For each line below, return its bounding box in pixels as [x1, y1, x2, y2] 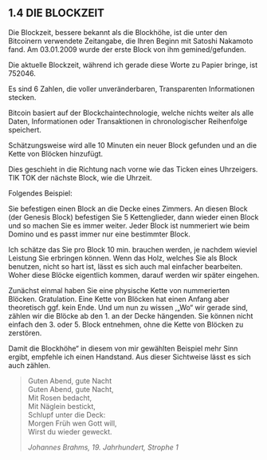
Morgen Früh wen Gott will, [27, 418, 117, 428]
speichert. [8, 125, 42, 134]
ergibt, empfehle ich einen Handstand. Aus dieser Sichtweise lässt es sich [8, 351, 251, 362]
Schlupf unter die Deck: [27, 410, 106, 419]
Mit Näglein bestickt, [27, 401, 96, 410]
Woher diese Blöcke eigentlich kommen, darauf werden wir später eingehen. [8, 270, 260, 280]
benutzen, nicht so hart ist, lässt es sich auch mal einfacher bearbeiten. [8, 261, 243, 271]
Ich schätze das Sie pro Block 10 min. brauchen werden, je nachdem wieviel [8, 244, 257, 254]
